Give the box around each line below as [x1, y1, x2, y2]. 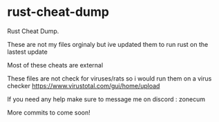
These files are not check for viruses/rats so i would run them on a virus [7, 74, 212, 83]
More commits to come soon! [7, 108, 91, 116]
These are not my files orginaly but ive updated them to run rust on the [7, 40, 209, 48]
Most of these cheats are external [7, 61, 104, 69]
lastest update [7, 48, 48, 56]
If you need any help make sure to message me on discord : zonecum [7, 94, 206, 103]
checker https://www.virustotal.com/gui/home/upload [7, 81, 160, 90]
